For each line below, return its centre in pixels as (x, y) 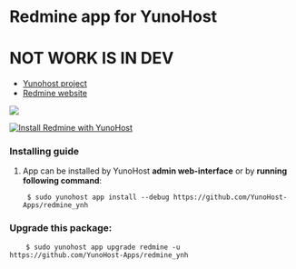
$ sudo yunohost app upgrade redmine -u (103, 247)
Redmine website (55, 94)
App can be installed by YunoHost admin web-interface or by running (155, 171)
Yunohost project (55, 84)
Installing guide (44, 152)
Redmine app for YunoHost (113, 17)
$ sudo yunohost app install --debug (98, 197)
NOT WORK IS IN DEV (92, 59)
